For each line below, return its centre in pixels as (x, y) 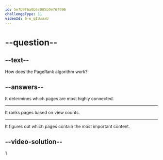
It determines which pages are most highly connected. (59, 99)
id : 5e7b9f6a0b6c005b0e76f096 (36, 9)
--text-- (17, 60)
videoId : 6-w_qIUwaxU (27, 18)
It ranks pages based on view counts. (42, 113)
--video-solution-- (34, 141)
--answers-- (24, 87)
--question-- (31, 42)
